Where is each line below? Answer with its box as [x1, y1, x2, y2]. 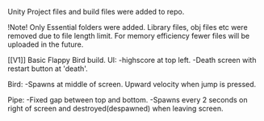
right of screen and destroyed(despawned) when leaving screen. [7, 104, 224, 113]
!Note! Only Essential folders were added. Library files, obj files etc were [7, 23, 248, 31]
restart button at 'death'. [7, 64, 88, 73]
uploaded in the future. [7, 40, 84, 49]
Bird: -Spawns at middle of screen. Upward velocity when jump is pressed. [7, 80, 257, 89]
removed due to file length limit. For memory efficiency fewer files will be [7, 31, 250, 40]
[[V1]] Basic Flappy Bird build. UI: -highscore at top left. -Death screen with [7, 56, 257, 65]
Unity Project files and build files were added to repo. [7, 7, 185, 16]
